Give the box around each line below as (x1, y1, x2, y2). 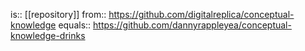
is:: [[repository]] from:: (10, 9, 107, 20)
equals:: (58, 19, 92, 31)
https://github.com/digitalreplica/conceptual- (108, 9, 295, 20)
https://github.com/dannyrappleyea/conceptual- (93, 19, 292, 31)
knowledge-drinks (10, 30, 86, 41)
